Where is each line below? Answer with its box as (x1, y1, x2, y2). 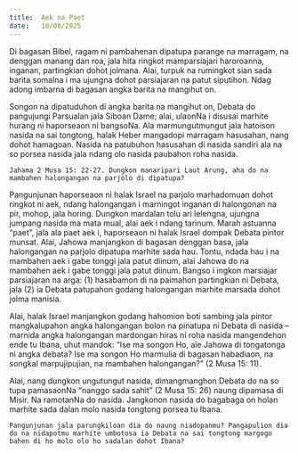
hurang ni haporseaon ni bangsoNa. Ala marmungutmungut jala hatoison (9, 119, 276, 130)
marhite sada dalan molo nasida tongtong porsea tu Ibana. (9, 403, 223, 415)
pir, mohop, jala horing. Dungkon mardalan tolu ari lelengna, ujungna (9, 208, 260, 218)
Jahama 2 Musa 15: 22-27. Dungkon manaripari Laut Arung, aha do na (9, 166, 269, 175)
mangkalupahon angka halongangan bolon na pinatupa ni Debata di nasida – (9, 320, 289, 331)
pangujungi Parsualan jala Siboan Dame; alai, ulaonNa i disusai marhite (9, 111, 269, 121)
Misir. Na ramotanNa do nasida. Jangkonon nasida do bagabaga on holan (9, 394, 278, 405)
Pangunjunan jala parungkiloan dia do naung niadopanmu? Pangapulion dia (9, 421, 289, 430)
